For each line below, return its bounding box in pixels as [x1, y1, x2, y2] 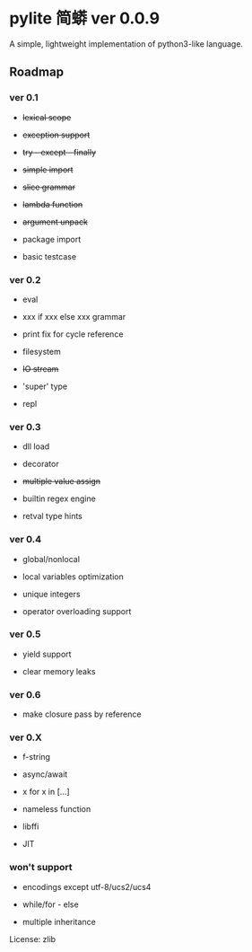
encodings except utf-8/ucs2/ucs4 [22, 881, 152, 892]
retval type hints [22, 511, 83, 522]
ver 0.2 [9, 273, 42, 286]
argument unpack [22, 216, 88, 227]
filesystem [22, 346, 61, 357]
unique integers [22, 588, 81, 599]
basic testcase [22, 251, 77, 261]
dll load [22, 441, 50, 452]
